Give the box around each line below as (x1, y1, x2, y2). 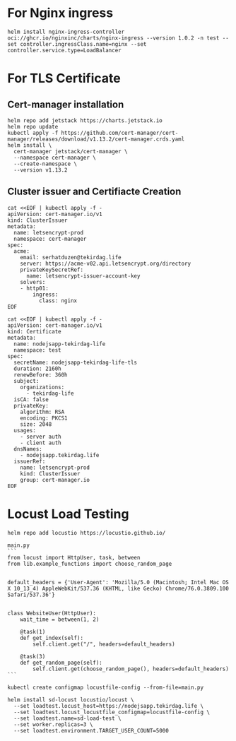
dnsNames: (13, 445, 42, 453)
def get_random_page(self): (20, 659, 102, 666)
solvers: (20, 278, 46, 285)
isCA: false (13, 396, 49, 403)
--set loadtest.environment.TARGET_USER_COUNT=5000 (13, 727, 170, 734)
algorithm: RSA (20, 408, 65, 415)
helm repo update (7, 123, 59, 130)
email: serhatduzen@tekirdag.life (20, 254, 122, 261)
